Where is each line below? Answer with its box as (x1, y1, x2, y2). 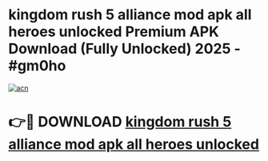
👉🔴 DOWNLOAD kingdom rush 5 (8, 113, 232, 131)
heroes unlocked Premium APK (8, 22, 220, 41)
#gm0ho (8, 57, 66, 75)
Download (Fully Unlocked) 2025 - (8, 40, 242, 58)
